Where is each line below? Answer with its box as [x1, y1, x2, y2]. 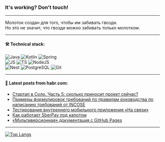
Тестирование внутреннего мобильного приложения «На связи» [12, 107, 149, 113]
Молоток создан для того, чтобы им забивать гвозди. [5, 20, 118, 26]
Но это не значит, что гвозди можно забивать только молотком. [5, 25, 140, 31]
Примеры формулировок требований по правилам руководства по [12, 96, 154, 102]
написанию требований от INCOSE [12, 101, 85, 107]
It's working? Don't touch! [5, 4, 69, 11]
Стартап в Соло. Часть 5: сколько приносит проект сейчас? [12, 91, 138, 97]
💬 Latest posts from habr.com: [5, 80, 68, 86]
